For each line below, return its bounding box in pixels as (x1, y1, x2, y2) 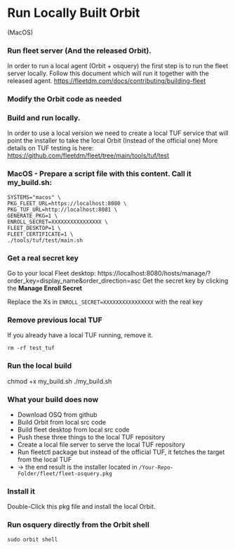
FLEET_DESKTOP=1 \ (7, 224, 61, 231)
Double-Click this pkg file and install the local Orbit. (7, 503, 156, 511)
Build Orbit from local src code (17, 418, 107, 426)
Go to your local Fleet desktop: (7, 269, 96, 278)
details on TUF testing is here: (7, 144, 94, 153)
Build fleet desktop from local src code (17, 425, 130, 434)
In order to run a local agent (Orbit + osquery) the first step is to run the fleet (7, 62, 229, 70)
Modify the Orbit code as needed (7, 94, 122, 104)
